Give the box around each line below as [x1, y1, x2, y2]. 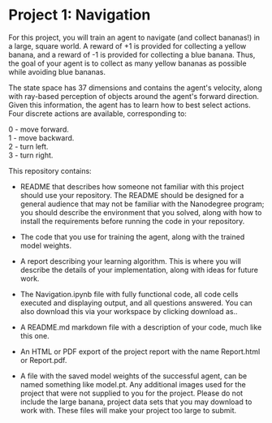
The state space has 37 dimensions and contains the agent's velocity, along [8, 83, 262, 93]
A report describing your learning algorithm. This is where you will [19, 256, 241, 265]
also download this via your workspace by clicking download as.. [19, 306, 238, 316]
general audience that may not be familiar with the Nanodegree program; [19, 199, 265, 209]
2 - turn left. [8, 141, 49, 151]
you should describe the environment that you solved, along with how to [19, 207, 262, 217]
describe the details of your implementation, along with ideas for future [19, 265, 258, 274]
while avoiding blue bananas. [8, 67, 106, 76]
